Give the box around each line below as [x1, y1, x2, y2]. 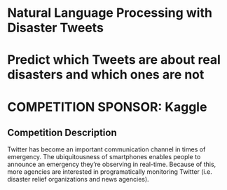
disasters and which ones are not [7, 67, 205, 83]
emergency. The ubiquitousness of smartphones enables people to [7, 153, 201, 161]
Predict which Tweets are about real [7, 52, 221, 68]
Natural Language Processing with [7, 5, 212, 21]
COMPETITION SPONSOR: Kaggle [7, 99, 207, 115]
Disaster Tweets [7, 20, 104, 36]
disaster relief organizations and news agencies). [7, 175, 149, 184]
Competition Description [7, 126, 117, 138]
